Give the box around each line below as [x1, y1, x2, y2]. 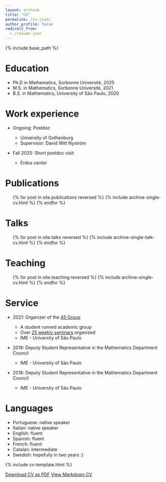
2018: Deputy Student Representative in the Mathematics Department [12, 369, 158, 375]
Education [5, 63, 49, 74]
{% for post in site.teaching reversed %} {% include [12, 274, 121, 280]
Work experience [5, 108, 79, 120]
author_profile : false [5, 21, 53, 27]
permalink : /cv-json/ [5, 17, 51, 22]
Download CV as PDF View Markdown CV [5, 471, 93, 477]
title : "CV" [5, 12, 30, 17]
